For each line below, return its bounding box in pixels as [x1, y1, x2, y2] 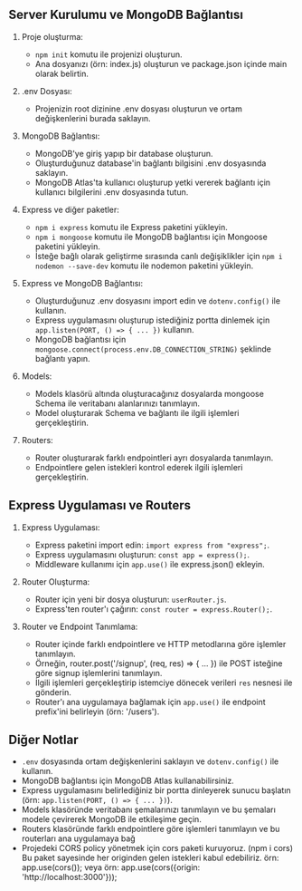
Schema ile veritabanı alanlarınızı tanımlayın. [34, 398, 201, 409]
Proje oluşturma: [21, 31, 83, 42]
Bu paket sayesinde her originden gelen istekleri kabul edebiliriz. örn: [21, 852, 279, 864]
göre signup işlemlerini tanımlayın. [34, 667, 163, 678]
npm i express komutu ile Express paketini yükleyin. [34, 221, 228, 232]
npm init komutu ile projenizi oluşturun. [34, 49, 183, 60]
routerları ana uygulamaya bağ [21, 833, 137, 844]
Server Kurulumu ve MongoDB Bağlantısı [8, 7, 243, 23]
